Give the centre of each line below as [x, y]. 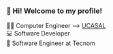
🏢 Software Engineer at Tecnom [51, 43]
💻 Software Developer [38, 33]
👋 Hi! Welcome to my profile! [54, 11]
